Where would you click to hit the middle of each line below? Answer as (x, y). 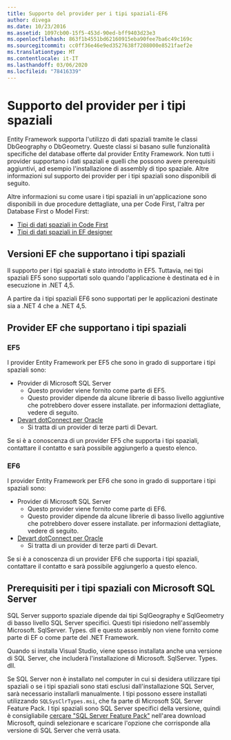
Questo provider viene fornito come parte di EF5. (97, 390)
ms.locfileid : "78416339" (44, 71)
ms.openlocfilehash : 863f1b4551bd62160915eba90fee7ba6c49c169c (100, 39)
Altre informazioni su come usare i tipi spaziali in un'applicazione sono (107, 197)
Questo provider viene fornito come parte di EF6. (97, 509)
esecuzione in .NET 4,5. (41, 285)
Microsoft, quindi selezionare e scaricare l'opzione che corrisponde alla (109, 723)
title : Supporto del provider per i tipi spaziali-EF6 (88, 13)
